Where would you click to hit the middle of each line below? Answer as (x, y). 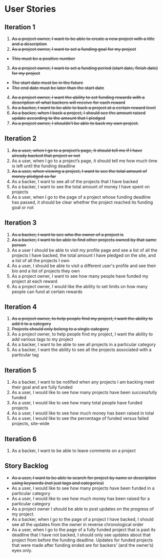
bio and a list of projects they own (46, 271)
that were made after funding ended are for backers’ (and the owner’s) (82, 545)
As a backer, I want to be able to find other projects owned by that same (84, 240)
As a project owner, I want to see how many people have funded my (80, 276)
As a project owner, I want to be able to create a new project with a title (83, 39)
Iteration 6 (21, 439)
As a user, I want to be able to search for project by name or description (84, 477)
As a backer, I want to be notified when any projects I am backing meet (83, 382)
